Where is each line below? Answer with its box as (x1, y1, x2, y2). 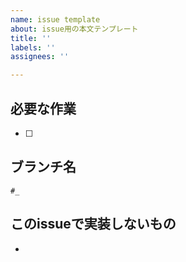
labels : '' (10, 42, 56, 53)
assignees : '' (10, 52, 70, 62)
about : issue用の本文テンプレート (10, 24, 139, 34)
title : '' (10, 33, 52, 43)
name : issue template (10, 14, 101, 25)
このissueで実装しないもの (10, 216, 177, 233)
